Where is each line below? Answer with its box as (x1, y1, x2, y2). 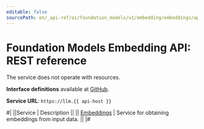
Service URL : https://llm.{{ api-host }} (6, 97, 112, 105)
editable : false (6, 9, 47, 15)
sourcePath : (6, 15, 36, 21)
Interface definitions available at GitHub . (6, 86, 109, 93)
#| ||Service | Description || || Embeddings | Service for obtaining (6, 109, 169, 116)
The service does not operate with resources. (6, 74, 120, 81)
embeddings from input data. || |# (6, 116, 91, 123)
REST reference (6, 54, 87, 68)
